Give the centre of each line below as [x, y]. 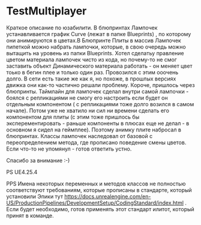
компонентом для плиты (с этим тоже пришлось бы [73, 117]
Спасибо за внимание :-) [38, 160]
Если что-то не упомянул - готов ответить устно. [69, 149]
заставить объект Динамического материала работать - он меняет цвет [100, 66]
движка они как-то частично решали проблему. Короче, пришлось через [100, 85]
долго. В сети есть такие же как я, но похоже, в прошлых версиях [91, 79]
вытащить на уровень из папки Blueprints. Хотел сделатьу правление [95, 53]
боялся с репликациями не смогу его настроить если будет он [87, 98]
